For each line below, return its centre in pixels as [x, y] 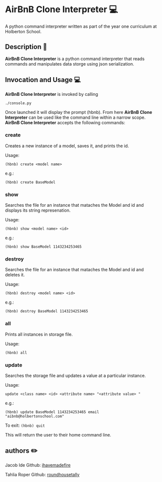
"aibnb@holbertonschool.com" [35, 416]
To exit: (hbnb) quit [25, 425]
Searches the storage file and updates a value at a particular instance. [76, 376]
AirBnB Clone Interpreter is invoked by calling [52, 94]
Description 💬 [26, 47]
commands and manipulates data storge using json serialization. [70, 64]
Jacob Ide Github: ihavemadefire [38, 465]
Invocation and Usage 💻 [43, 80]
